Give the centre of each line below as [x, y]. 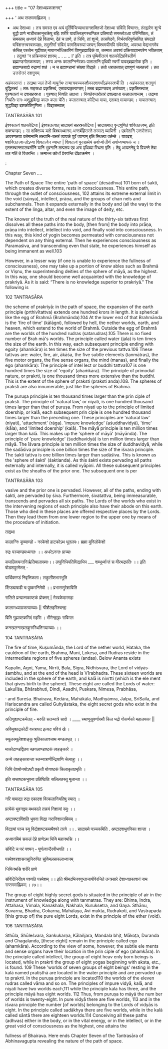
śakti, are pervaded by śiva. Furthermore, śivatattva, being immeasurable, [81, 495]
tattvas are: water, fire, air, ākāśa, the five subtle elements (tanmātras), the [82, 355]
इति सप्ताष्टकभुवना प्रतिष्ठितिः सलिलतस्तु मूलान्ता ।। [46, 779]
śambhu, [14, 673]
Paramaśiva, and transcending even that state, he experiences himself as [80, 246]
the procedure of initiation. [32, 522]
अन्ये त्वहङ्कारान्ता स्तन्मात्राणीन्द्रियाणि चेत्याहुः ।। [44, 759]
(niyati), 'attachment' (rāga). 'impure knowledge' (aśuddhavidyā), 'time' [79, 423]
